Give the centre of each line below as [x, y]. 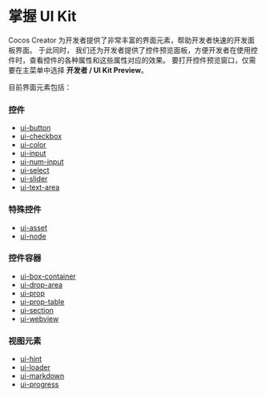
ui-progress [39, 384]
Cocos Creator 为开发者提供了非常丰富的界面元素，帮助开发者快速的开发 [128, 40]
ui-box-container [48, 276]
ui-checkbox [41, 136]
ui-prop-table [42, 302]
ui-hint [31, 359]
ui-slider [34, 179]
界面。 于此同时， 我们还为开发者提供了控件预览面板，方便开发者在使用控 [136, 50]
